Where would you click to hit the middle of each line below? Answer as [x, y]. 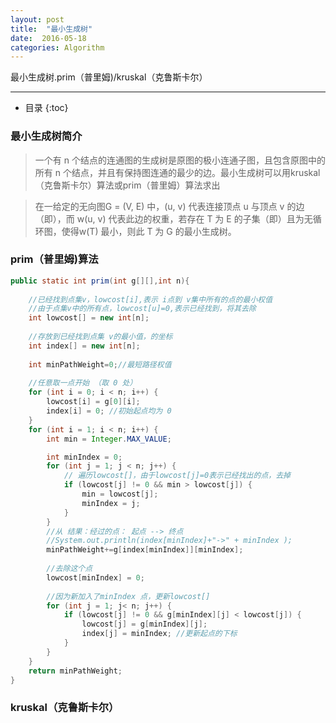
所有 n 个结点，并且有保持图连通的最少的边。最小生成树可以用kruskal [177, 172]
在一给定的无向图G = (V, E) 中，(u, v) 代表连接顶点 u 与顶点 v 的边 [169, 206]
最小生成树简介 [46, 136]
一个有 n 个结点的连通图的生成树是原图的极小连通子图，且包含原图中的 [180, 160]
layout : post [37, 19]
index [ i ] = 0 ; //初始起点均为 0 [109, 411]
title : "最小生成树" [51, 29]
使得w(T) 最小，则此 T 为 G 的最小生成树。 [149, 231]
